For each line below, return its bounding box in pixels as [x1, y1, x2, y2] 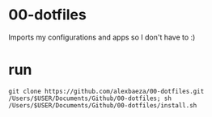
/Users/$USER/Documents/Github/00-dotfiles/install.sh [8, 101, 197, 110]
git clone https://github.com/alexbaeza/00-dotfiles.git [8, 87, 205, 95]
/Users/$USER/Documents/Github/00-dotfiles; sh [8, 94, 172, 102]
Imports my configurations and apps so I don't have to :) [8, 32, 196, 42]
